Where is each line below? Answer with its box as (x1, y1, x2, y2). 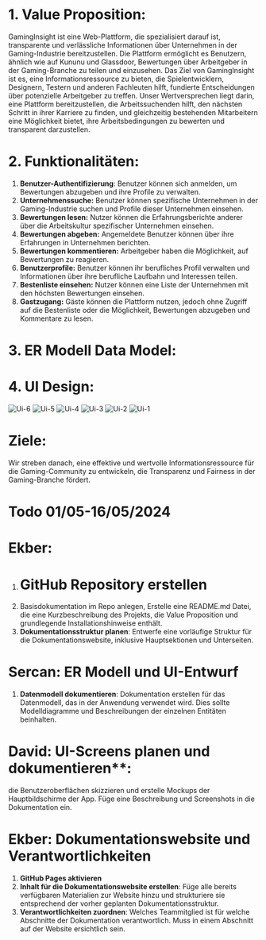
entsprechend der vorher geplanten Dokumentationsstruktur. (19, 899, 219, 908)
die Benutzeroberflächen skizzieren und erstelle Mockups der (8, 786, 210, 796)
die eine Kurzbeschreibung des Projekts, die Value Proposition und (19, 610, 238, 620)
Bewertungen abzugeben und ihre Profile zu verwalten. (19, 187, 201, 196)
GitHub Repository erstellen (19, 576, 208, 593)
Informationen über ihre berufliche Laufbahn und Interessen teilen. (19, 272, 238, 281)
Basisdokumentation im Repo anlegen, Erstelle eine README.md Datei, (19, 602, 252, 611)
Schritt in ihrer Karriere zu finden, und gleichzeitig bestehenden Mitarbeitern (8, 107, 258, 117)
